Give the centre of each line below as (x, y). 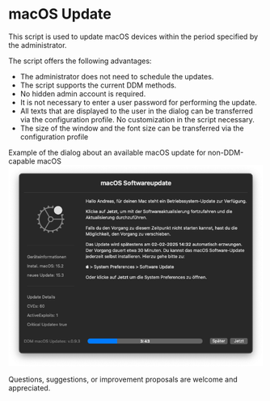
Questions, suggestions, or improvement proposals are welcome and (123, 379)
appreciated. (30, 388)
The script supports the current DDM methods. (98, 85)
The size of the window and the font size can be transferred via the (132, 128)
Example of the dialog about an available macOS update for (107, 152)
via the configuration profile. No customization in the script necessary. (137, 119)
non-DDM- (226, 152)
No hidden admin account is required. (83, 93)
